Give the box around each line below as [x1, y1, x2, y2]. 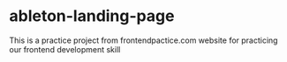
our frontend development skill [9, 44, 121, 54]
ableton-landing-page [9, 6, 175, 26]
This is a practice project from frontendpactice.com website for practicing [9, 35, 278, 45]
